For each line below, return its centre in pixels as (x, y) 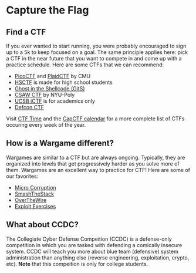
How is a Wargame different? (60, 144)
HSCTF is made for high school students (63, 82)
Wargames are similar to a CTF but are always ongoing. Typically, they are (96, 157)
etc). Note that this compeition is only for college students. (77, 264)
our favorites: (22, 176)
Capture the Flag (48, 10)
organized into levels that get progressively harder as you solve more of (93, 164)
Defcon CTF (29, 107)
